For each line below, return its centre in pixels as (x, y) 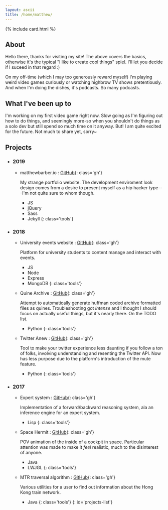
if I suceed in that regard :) (33, 67)
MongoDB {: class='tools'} (55, 284)
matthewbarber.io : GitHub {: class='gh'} (61, 172)
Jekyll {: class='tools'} (50, 218)
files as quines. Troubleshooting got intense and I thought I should (88, 308)
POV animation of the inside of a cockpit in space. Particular (82, 442)
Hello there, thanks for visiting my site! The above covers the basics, (76, 57)
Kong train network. (40, 492)
